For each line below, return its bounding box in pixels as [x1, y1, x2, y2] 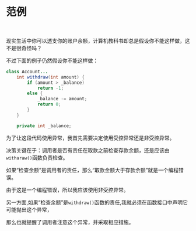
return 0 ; [37, 101, 61, 107]
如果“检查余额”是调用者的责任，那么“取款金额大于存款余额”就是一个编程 [6, 167, 179, 174]
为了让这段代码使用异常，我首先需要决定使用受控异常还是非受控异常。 [6, 134, 175, 141]
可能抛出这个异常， [6, 206, 52, 213]
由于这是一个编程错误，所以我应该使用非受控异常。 [6, 186, 129, 193]
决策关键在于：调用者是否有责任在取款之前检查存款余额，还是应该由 [6, 147, 170, 154]
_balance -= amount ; [37, 96, 87, 102]
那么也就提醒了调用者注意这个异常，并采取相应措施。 [6, 218, 134, 226]
